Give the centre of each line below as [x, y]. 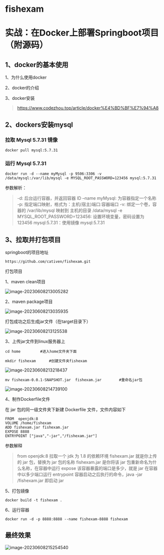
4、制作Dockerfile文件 [28, 399]
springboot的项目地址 [27, 252]
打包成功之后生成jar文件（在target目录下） [48, 321]
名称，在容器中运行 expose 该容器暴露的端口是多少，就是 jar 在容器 [90, 468]
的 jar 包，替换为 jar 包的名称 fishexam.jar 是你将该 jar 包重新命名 [82, 462]
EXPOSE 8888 [17, 432]
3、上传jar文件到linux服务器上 [35, 341]
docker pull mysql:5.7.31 [31, 150]
